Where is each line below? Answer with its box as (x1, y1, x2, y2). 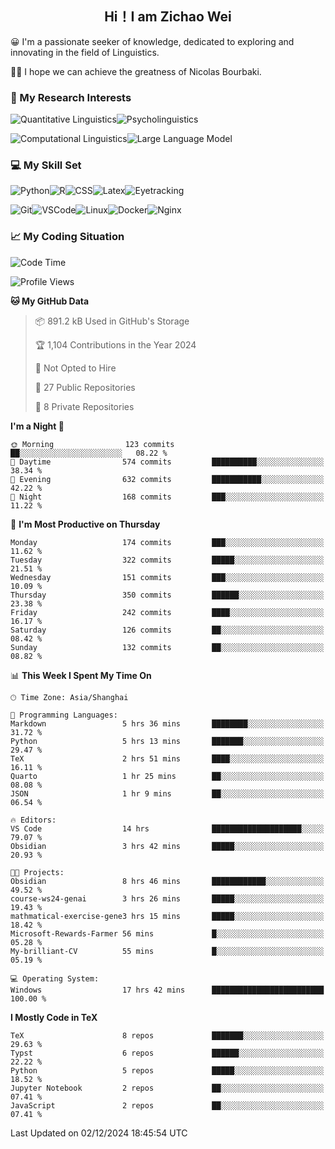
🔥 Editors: (10, 815, 57, 825)
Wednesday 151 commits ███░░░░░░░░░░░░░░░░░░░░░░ (10, 572, 325, 582)
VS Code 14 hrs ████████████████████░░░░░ (10, 823, 325, 834)
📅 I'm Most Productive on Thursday (10, 518, 161, 530)
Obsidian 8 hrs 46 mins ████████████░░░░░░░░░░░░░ (10, 876, 325, 886)
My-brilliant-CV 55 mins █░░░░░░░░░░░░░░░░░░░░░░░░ (10, 946, 325, 956)
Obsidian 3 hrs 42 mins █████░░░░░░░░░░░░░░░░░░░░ (10, 841, 325, 851)
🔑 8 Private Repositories (34, 400, 135, 412)
